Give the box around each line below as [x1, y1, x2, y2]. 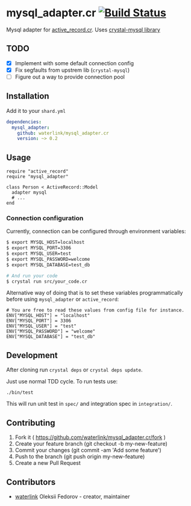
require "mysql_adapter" [6, 174, 69, 180]
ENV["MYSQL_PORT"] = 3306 [6, 318, 71, 324]
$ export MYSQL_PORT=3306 [6, 245, 71, 251]
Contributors [6, 477, 56, 487]
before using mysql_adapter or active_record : [6, 296, 119, 303]
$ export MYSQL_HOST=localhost [6, 239, 85, 246]
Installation [6, 91, 49, 101]
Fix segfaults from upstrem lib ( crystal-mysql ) [14, 66, 130, 74]
